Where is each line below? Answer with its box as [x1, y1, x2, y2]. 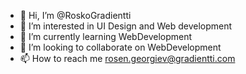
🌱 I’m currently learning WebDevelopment [19, 31, 193, 42]
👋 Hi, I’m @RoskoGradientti [19, 10, 132, 21]
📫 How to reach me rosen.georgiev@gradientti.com [19, 53, 236, 64]
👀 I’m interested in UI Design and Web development [19, 20, 233, 32]
